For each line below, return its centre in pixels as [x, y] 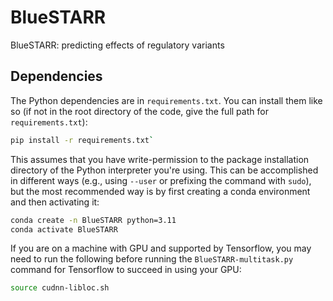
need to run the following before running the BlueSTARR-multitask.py [152, 259]
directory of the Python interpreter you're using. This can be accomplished [164, 170]
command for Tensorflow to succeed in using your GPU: [126, 270]
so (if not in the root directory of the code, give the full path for [139, 111]
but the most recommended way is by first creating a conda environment [160, 191]
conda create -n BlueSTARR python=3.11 [93, 220]
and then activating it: [55, 202]
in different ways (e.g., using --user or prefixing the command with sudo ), [161, 180]
